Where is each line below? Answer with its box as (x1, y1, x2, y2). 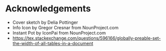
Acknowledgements (5, 3, 91, 14)
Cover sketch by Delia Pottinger (12, 19, 78, 25)
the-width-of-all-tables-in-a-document (12, 40, 94, 46)
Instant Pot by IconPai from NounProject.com (12, 30, 106, 36)
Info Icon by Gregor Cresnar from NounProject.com (12, 24, 119, 30)
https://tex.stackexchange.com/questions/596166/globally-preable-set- (12, 35, 161, 41)
